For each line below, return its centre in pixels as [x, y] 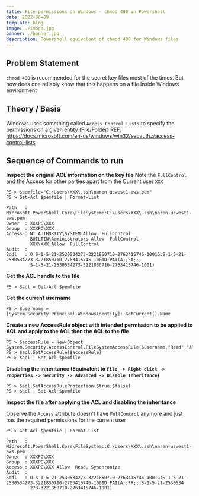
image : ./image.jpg [30, 28]
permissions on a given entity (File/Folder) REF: [64, 129]
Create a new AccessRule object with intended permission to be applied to [99, 325]
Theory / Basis [33, 109]
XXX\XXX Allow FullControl [65, 244]
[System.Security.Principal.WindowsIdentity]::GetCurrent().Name [88, 314]
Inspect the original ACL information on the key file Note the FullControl [97, 175]
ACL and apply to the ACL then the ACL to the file [68, 331]
